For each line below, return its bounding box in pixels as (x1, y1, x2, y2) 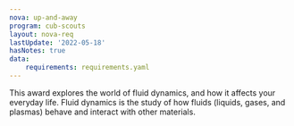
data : (9, 55, 29, 63)
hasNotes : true (9, 46, 66, 55)
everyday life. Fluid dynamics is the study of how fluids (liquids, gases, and (9, 97, 286, 107)
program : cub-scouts (9, 21, 87, 30)
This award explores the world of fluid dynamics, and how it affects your (9, 87, 276, 98)
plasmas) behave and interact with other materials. (9, 106, 197, 117)
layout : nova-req (9, 29, 74, 38)
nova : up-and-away (9, 13, 78, 22)
